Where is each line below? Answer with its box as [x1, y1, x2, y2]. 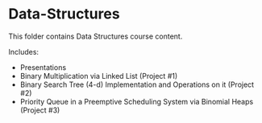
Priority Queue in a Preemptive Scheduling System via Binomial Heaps [19, 96, 254, 106]
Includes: [8, 47, 39, 56]
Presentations [19, 62, 67, 72]
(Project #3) [19, 105, 60, 115]
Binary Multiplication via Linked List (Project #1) [19, 71, 178, 80]
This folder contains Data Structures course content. [8, 31, 183, 41]
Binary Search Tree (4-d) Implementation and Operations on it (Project [19, 80, 255, 89]
